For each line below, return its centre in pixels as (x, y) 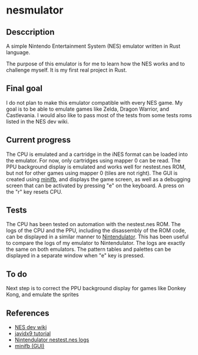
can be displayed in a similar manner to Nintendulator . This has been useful (97, 237)
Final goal (24, 89)
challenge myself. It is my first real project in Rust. (67, 70)
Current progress (39, 140)
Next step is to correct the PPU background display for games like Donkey (96, 288)
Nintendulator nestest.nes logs (52, 340)
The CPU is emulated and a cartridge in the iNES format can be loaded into (97, 154)
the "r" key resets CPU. (34, 191)
